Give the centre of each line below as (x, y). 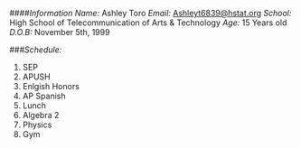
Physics (37, 125)
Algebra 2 (41, 115)
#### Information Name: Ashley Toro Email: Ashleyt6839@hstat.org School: (150, 13)
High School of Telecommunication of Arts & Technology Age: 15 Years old (148, 23)
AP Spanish (44, 96)
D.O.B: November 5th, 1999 (60, 32)
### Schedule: (36, 50)
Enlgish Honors (51, 86)
